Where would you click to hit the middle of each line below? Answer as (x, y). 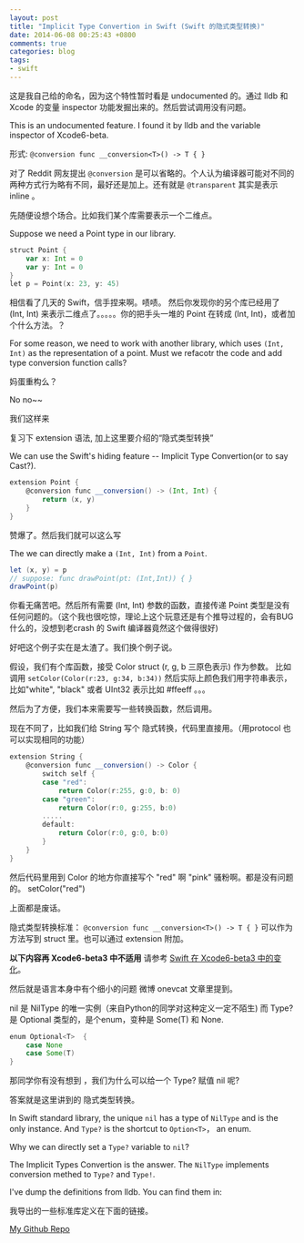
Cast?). (23, 466)
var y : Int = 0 (55, 267)
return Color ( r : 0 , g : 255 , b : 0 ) (117, 808)
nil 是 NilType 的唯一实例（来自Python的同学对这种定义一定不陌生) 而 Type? (152, 1008)
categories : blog (42, 52)
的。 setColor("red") (47, 888)
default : (59, 825)
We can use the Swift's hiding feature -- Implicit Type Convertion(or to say (149, 456)
